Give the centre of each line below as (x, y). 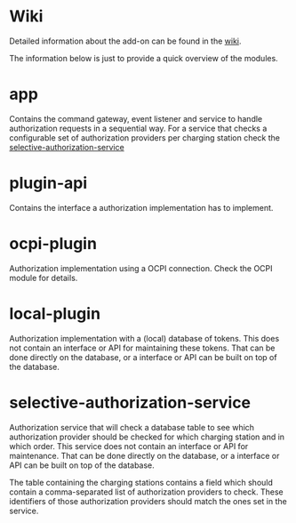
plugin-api (48, 183)
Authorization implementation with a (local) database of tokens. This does (144, 338)
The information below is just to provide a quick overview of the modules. (144, 58)
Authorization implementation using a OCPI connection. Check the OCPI (141, 268)
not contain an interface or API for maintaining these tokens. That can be (142, 348)
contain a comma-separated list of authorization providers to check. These (146, 492)
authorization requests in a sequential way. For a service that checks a (138, 128)
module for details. (44, 278)
